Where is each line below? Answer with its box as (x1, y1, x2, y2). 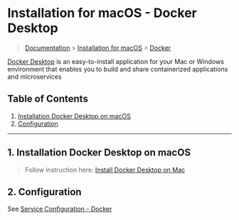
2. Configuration (7, 186, 82, 198)
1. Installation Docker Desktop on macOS (7, 147, 191, 159)
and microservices (7, 72, 62, 81)
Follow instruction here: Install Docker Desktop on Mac (24, 165, 186, 174)
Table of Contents (7, 93, 89, 105)
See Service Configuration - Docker (7, 204, 112, 214)
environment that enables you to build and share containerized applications (7, 65, 228, 73)
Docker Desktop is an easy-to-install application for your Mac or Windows (7, 57, 224, 65)
